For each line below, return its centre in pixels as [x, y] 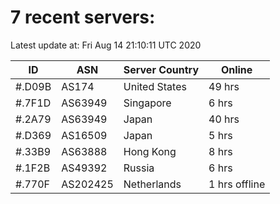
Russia [139, 168]
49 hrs [224, 86]
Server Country [161, 69]
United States [155, 86]
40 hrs [224, 119]
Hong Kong [150, 151]
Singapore [147, 103]
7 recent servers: [83, 17]
